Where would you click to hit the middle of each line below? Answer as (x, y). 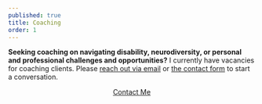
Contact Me (132, 92)
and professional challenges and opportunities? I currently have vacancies (131, 60)
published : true (35, 15)
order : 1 (22, 30)
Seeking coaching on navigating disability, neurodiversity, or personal (125, 52)
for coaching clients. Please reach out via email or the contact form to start (129, 69)
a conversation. (33, 77)
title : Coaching (35, 23)
